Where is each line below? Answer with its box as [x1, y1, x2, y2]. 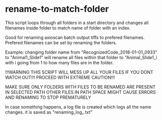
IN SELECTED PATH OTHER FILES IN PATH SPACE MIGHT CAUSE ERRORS [5, 89, 156, 95]
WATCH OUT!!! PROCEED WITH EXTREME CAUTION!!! [5, 74, 115, 80]
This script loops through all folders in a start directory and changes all [5, 20, 149, 26]
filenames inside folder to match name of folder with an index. [5, 25, 131, 30]
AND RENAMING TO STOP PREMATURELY [5, 94, 91, 100]
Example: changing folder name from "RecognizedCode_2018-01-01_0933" [5, 49, 158, 55]
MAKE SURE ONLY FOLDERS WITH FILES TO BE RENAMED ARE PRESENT [5, 84, 156, 90]
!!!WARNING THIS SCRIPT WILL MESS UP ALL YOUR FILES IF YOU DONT [5, 69, 154, 75]
